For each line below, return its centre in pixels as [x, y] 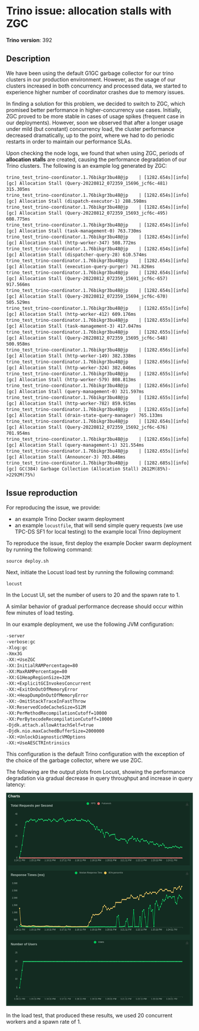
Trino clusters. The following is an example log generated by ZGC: [87, 165]
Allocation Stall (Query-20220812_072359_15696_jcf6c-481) [94, 183]
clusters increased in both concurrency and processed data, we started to [97, 86]
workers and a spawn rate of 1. [44, 1022]
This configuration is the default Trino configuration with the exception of [95, 754]
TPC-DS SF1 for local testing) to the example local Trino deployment [98, 531]
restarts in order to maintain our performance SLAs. [69, 142]
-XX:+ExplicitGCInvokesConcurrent [49, 683]
